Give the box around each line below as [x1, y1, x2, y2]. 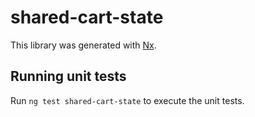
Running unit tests [10, 68, 127, 85]
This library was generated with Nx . [10, 39, 157, 51]
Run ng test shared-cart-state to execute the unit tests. [10, 94, 245, 106]
